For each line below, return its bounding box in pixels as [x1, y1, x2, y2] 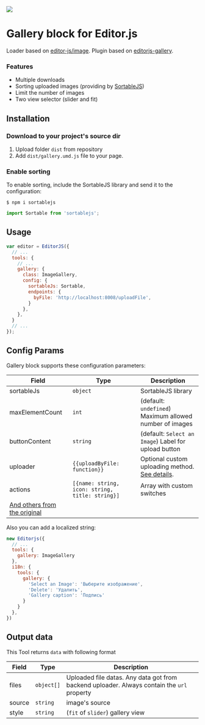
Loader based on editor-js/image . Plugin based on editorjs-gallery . [6, 46, 174, 54]
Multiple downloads [15, 76, 65, 84]
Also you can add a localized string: [6, 523, 96, 531]
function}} [72, 466, 104, 473]
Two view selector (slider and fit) [15, 95, 98, 103]
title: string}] [72, 492, 120, 499]
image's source [66, 698, 111, 707]
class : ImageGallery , [22, 272, 78, 278]
